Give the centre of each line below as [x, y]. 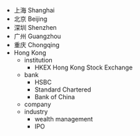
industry [36, 112]
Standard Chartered [63, 90]
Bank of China [54, 97]
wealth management [64, 119]
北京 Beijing [30, 19]
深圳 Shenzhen [35, 27]
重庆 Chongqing [37, 45]
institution [38, 60]
